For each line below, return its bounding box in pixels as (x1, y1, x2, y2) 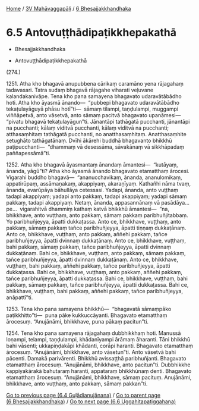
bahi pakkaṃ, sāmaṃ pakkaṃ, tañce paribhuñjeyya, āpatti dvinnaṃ (6, 243, 171, 250)
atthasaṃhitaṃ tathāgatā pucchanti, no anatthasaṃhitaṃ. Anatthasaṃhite (6, 130, 187, 137)
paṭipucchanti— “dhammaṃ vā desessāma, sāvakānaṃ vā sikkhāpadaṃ (6, 143, 184, 150)
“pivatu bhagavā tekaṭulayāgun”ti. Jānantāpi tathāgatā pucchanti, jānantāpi (6, 118, 190, 125)
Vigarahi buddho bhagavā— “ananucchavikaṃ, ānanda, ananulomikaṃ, (6, 174, 182, 181)
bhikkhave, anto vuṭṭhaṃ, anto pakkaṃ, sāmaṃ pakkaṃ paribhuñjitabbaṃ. (6, 211, 188, 219)
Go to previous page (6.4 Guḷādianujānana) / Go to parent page (6, 391, 161, 399)
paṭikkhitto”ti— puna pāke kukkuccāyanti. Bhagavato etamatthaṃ (6, 312, 168, 319)
